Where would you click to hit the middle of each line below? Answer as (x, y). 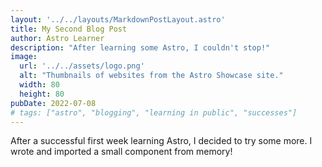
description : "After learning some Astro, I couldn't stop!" (140, 47)
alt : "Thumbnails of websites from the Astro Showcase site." (151, 76)
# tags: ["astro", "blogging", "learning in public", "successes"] (154, 112)
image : (24, 57)
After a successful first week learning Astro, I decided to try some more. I (161, 141)
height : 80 (42, 94)
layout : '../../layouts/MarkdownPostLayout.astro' (118, 19)
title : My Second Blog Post (69, 29)
